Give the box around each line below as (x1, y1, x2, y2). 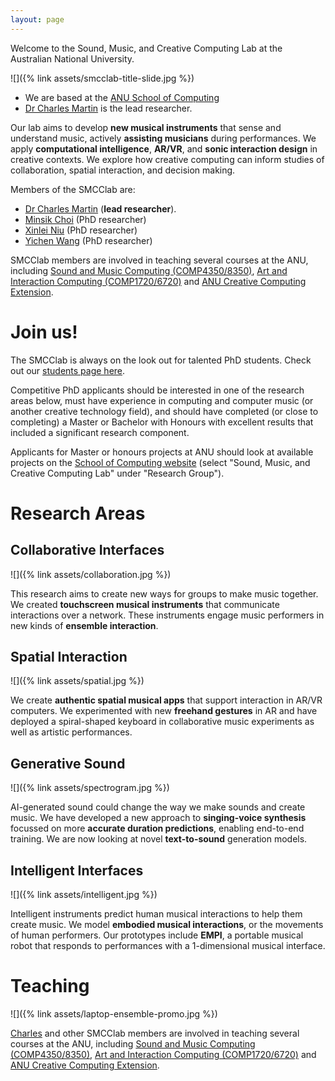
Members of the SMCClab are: (10, 183, 136, 195)
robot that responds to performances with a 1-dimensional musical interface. (10, 940, 326, 951)
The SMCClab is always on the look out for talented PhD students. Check (10, 354, 312, 366)
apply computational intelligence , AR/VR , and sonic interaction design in (10, 142, 318, 155)
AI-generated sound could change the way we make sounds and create (10, 801, 306, 813)
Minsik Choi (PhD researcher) (24, 213, 147, 225)
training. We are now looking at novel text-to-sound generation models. (10, 833, 308, 845)
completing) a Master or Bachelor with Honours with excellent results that (10, 416, 314, 428)
